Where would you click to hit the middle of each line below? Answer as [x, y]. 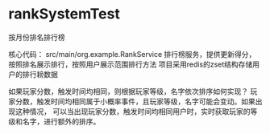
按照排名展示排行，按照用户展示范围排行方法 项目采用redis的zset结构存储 [131, 64]
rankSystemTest [64, 14]
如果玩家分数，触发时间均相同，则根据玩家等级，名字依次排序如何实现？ [128, 91]
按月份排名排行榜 [37, 37]
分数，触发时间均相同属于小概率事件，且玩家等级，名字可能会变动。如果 [135, 101]
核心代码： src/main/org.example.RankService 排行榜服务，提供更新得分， [132, 54]
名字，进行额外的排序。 [61, 121]
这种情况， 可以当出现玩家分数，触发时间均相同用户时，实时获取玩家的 [133, 111]
